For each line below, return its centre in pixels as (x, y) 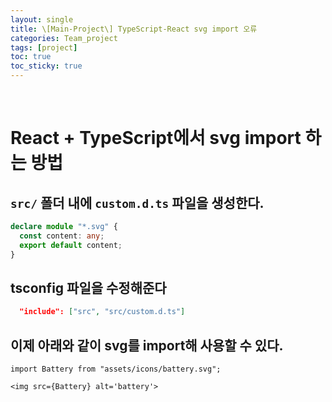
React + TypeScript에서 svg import (156, 138)
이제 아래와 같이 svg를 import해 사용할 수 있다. (147, 345)
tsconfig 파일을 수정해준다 (88, 287)
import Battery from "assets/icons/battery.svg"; (116, 369)
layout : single (42, 19)
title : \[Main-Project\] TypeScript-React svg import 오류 (134, 29)
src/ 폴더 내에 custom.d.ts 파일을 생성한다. (137, 202)
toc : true (31, 57)
